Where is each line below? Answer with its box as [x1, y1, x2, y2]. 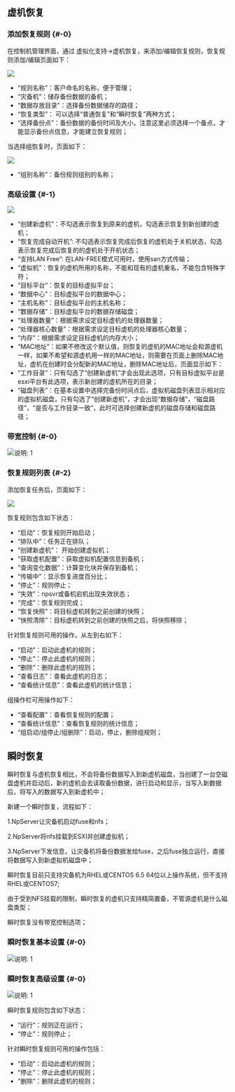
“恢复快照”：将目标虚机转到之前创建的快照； [17, 607, 146, 615]
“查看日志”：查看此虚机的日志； [17, 672, 110, 680]
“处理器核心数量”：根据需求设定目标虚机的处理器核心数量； [17, 324, 189, 333]
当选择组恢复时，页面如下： [7, 142, 87, 151]
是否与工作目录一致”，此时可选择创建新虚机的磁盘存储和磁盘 [35, 403, 210, 412]
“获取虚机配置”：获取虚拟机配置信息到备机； [17, 554, 146, 562]
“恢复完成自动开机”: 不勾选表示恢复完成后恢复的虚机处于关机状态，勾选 [17, 237, 222, 245]
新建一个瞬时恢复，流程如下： [7, 803, 93, 811]
